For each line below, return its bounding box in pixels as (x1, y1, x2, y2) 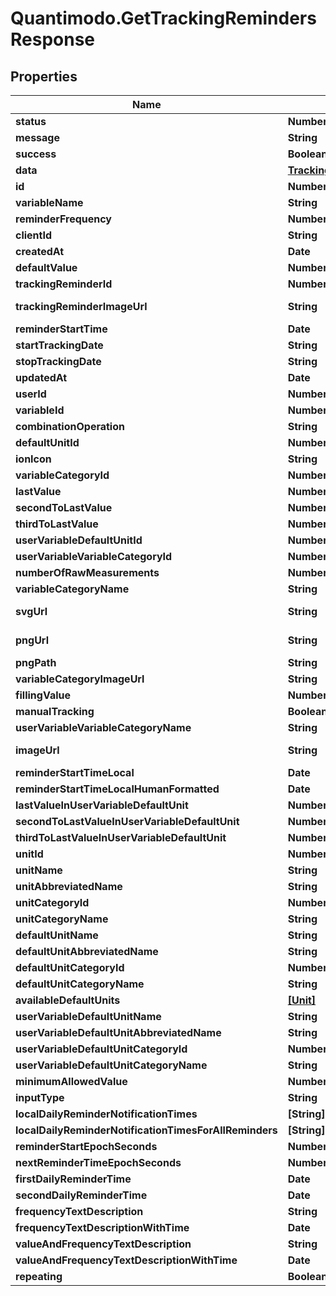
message (15, 131, 60, 144)
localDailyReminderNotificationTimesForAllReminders (15, 1123, 278, 1137)
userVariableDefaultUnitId (15, 533, 143, 547)
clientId (15, 228, 53, 242)
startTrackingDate (15, 338, 104, 352)
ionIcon (15, 452, 52, 466)
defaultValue (15, 261, 78, 274)
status (15, 115, 47, 128)
